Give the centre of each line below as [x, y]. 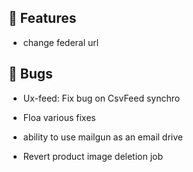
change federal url [61, 42]
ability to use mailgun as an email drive [102, 137]
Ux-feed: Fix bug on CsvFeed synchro [101, 98]
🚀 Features [42, 18]
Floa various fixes [59, 117]
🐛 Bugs [30, 74]
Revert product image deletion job [93, 156]
